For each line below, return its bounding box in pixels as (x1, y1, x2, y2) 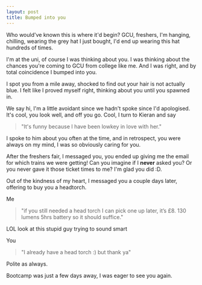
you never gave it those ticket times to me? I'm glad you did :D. (6, 165, 162, 173)
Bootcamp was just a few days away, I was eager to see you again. (6, 272, 172, 279)
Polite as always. (6, 260, 48, 267)
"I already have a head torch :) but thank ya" (21, 248, 131, 255)
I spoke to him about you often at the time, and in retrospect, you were (6, 134, 181, 142)
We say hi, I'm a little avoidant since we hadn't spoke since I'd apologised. (6, 104, 191, 112)
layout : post (6, 8, 39, 15)
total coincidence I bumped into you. (6, 68, 98, 75)
